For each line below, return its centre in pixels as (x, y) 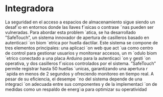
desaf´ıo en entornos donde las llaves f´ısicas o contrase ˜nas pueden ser (80, 27)
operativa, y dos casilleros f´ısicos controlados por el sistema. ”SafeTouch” (81, 63)
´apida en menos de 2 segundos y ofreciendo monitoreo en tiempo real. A (80, 74)
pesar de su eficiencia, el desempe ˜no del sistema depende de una (74, 79)
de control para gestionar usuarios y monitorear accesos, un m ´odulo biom (81, 53)
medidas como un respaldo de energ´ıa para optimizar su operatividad (76, 89)
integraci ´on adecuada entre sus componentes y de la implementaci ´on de (81, 84)
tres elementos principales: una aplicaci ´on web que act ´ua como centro (79, 48)
